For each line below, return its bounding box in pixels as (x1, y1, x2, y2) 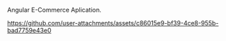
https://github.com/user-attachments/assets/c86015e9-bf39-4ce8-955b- (7, 19, 219, 27)
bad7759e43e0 (7, 27, 51, 34)
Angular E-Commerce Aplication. (7, 6, 102, 14)
